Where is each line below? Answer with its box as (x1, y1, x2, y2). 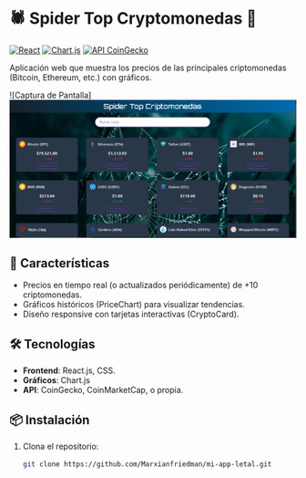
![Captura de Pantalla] (9, 89, 92, 100)
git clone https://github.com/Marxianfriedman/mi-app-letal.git (22, 460, 272, 469)
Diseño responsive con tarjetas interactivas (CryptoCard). (22, 308, 240, 320)
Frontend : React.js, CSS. (22, 365, 116, 376)
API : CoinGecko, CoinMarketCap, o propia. (22, 385, 184, 396)
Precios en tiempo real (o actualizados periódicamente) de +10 (22, 280, 259, 291)
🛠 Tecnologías (9, 336, 96, 352)
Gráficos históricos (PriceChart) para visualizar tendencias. (22, 299, 246, 310)
